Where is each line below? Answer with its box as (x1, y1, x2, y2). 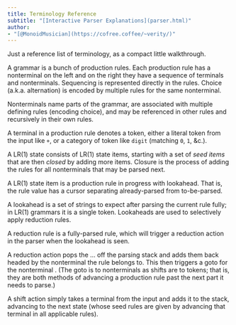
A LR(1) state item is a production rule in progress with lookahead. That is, (7, 179, 223, 188)
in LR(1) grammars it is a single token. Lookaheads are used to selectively (7, 208, 222, 217)
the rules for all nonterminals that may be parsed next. (7, 165, 166, 174)
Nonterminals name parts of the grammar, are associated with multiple (7, 100, 213, 109)
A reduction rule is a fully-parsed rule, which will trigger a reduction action (7, 229, 225, 238)
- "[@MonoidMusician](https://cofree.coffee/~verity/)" (7, 30, 176, 38)
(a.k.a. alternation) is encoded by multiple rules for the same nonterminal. (7, 86, 222, 95)
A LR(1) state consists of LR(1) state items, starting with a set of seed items (7, 150, 225, 159)
